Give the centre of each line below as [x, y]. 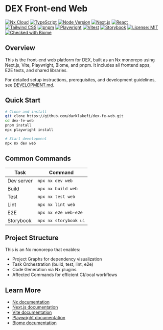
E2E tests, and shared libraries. [36, 70]
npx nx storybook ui [61, 220]
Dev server [20, 180]
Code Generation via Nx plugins [44, 270]
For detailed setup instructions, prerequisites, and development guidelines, [81, 79]
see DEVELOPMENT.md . [30, 85]
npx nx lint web [56, 204]
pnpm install [18, 126]
